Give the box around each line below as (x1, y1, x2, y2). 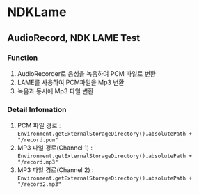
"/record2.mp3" (17, 181, 62, 188)
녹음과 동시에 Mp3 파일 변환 (17, 86, 94, 95)
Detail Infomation (7, 104, 67, 114)
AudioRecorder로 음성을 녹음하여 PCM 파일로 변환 (17, 69, 157, 77)
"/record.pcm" (17, 136, 58, 143)
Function (7, 53, 38, 63)
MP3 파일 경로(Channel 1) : (17, 143, 93, 152)
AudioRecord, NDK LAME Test (7, 32, 141, 44)
